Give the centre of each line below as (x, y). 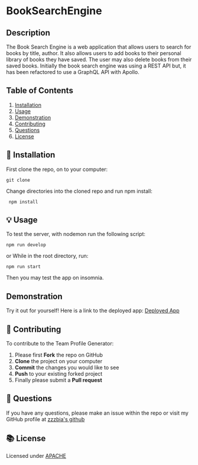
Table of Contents (40, 91)
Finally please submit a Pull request (58, 380)
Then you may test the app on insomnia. (55, 278)
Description (28, 33)
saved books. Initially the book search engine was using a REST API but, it (96, 66)
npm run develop (26, 245)
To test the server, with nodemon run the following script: (76, 234)
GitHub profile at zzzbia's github (46, 419)
